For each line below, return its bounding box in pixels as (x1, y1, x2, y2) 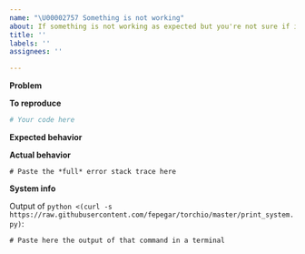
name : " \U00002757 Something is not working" (9, 13, 184, 23)
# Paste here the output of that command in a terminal (9, 236, 225, 245)
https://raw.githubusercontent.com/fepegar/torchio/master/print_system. (9, 210, 295, 219)
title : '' (9, 30, 47, 39)
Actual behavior (9, 149, 71, 160)
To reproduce (9, 97, 62, 109)
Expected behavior (9, 132, 83, 142)
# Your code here (9, 116, 75, 125)
